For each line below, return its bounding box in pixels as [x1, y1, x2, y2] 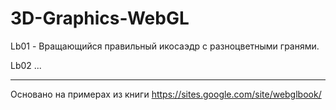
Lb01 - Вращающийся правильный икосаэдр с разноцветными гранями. [10, 40, 320, 52]
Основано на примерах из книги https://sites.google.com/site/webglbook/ [10, 88, 322, 100]
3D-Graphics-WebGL [10, 7, 190, 30]
